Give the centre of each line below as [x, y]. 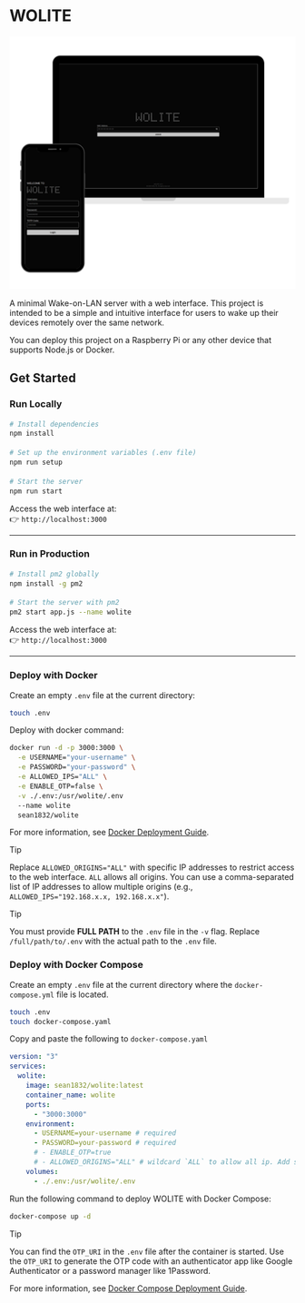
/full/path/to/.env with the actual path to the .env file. [113, 942]
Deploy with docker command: [67, 730]
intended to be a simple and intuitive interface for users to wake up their [144, 312]
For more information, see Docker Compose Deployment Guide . [128, 1288]
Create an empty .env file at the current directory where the [121, 984]
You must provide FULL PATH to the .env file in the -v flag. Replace [135, 932]
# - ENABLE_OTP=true [72, 1153]
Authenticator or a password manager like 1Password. [110, 1270]
